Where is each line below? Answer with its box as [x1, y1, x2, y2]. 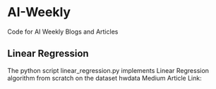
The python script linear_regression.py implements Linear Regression [7, 66, 210, 74]
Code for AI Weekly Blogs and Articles [7, 27, 119, 36]
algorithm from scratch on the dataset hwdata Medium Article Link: [7, 74, 203, 82]
